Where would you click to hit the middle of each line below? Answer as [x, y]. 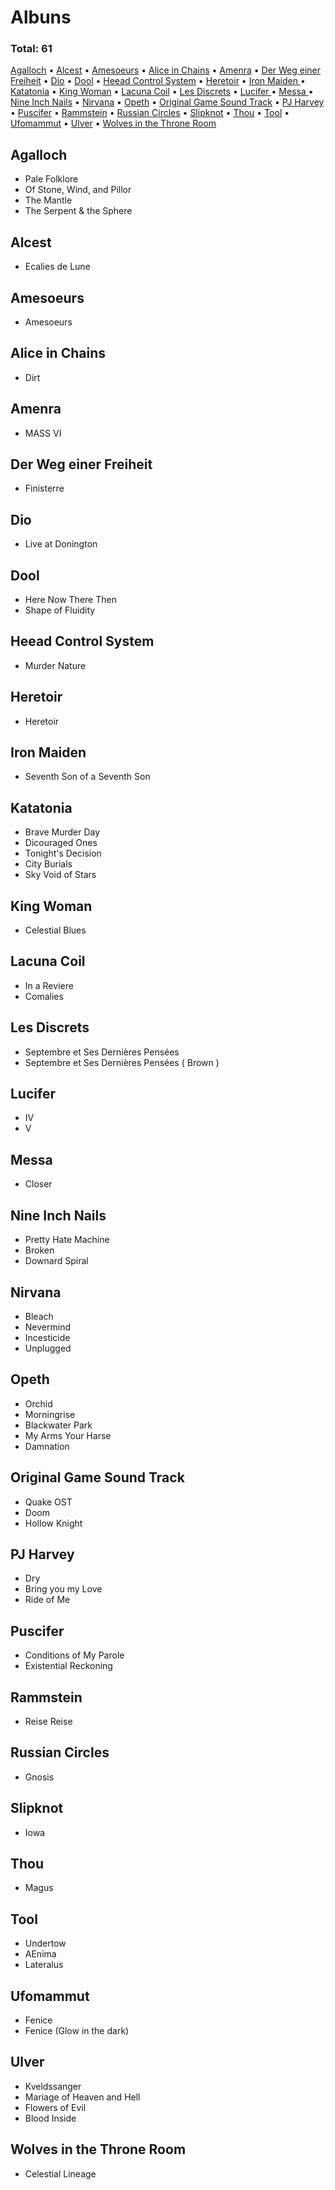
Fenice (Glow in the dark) [77, 2031]
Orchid [38, 1403]
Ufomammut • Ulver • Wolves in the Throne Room [113, 123]
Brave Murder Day [62, 832]
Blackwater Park [58, 1425]
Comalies [44, 996]
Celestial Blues [55, 930]
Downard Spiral [56, 1261]
